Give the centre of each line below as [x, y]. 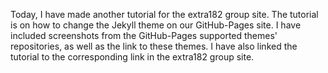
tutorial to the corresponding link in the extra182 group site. [132, 57]
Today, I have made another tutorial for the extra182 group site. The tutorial [164, 14]
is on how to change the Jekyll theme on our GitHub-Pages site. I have [156, 25]
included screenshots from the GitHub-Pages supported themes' [144, 35]
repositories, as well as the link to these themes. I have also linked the [154, 46]
